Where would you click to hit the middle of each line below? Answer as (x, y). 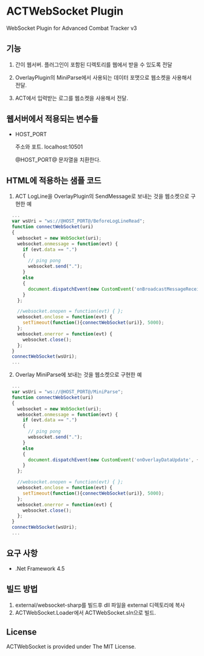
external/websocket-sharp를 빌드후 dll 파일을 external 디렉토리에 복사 (100, 605)
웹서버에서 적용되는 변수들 (52, 119)
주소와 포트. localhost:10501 (49, 147)
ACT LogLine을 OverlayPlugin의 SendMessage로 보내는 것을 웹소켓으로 (102, 197)
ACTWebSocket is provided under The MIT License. (71, 647)
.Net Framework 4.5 (40, 568)
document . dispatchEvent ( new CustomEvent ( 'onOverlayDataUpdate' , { (114, 460)
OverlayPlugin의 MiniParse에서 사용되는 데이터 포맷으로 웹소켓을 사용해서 (103, 77)
